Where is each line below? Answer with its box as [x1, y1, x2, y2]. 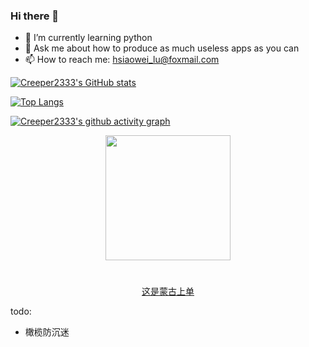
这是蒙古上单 [141, 285, 195, 298]
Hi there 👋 [10, 9, 60, 23]
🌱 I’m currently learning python [24, 32, 153, 44]
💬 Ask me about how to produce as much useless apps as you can [24, 42, 300, 54]
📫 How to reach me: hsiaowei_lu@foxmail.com [24, 54, 220, 66]
